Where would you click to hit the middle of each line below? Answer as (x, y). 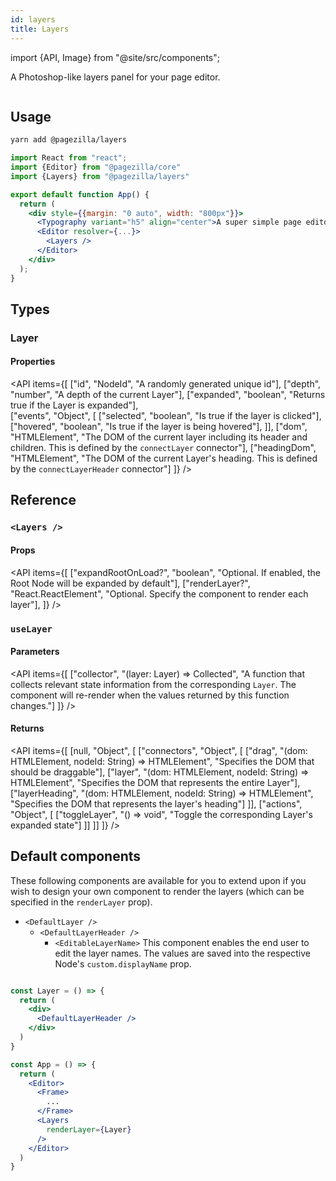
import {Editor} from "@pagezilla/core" (96, 167)
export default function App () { (80, 194)
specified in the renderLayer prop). (81, 902)
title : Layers (40, 29)
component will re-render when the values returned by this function (150, 695)
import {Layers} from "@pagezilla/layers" (100, 176)
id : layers (33, 19)
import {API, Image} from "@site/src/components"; (115, 57)
